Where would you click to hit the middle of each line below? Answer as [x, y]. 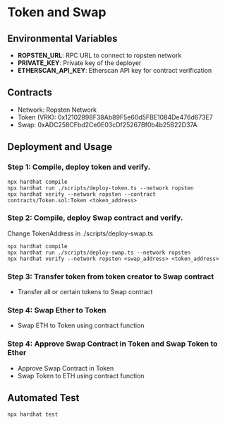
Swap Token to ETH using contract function [81, 375]
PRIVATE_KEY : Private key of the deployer [79, 63]
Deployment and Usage [60, 147]
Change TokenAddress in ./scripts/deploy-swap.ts [80, 233]
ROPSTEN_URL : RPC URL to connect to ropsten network [99, 55]
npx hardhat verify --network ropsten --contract [82, 194]
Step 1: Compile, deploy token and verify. [79, 167]
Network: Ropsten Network [57, 110]
